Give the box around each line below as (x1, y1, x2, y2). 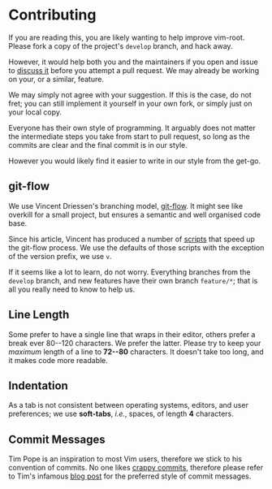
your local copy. (8, 107, 63, 117)
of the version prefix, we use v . (8, 251, 112, 261)
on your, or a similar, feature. (8, 74, 104, 84)
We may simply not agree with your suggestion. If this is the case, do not (8, 89, 252, 99)
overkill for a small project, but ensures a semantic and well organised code (8, 210, 261, 219)
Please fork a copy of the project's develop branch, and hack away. (8, 41, 233, 50)
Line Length (8, 308, 70, 322)
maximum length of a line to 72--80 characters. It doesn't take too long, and (8, 347, 264, 357)
